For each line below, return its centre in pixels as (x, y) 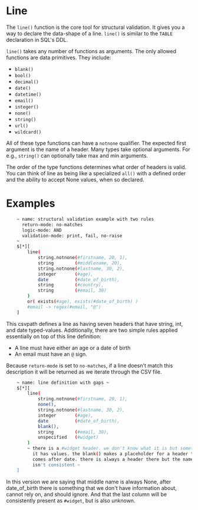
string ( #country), (71, 285)
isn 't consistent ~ (56, 465)
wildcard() (28, 132)
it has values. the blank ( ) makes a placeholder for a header (110, 454)
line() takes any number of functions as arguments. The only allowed (91, 51)
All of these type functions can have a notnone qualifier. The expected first (96, 143)
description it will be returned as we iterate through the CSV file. (84, 372)
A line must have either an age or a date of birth (72, 348)
